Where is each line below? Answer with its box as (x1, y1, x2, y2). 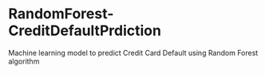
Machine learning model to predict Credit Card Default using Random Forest (8, 48, 259, 57)
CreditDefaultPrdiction (8, 21, 162, 40)
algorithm (8, 56, 40, 66)
